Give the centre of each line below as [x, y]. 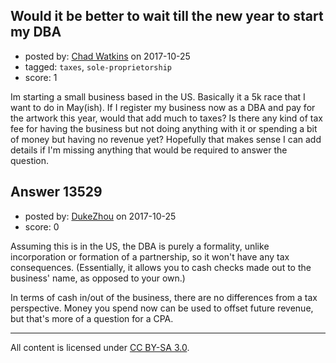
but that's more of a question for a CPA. [92, 318]
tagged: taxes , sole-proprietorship [98, 66]
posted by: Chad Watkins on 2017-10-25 [107, 56]
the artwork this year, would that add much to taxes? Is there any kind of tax [166, 118]
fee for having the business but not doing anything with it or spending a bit [164, 128]
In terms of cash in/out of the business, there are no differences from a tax [164, 297]
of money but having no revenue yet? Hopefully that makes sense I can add [166, 139]
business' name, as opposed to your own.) [98, 278]
